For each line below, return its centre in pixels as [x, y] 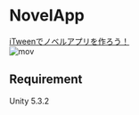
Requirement [46, 80]
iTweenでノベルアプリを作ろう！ [69, 41]
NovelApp [47, 16]
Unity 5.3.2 [29, 101]
